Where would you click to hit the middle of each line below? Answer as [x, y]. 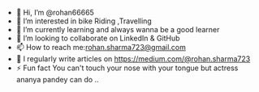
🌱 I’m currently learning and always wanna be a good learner [118, 29]
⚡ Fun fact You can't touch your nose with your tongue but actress [127, 68]
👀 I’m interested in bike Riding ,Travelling [84, 21]
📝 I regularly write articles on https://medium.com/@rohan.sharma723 [133, 59]
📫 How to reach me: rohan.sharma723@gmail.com [101, 47]
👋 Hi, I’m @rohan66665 [55, 13]
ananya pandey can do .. [57, 79]
